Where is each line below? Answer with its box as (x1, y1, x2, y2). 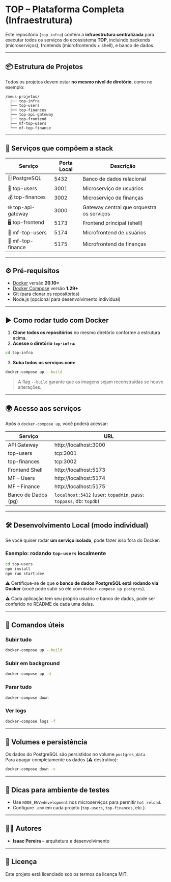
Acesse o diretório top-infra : (12, 340, 76, 346)
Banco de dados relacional (82, 175, 147, 183)
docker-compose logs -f (5, 719, 56, 724)
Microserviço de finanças (82, 194, 144, 202)
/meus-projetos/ (5, 94, 40, 99)
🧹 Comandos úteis (5, 621, 65, 629)
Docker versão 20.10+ (12, 280, 60, 286)
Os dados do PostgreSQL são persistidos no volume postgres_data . (5, 751, 147, 758)
